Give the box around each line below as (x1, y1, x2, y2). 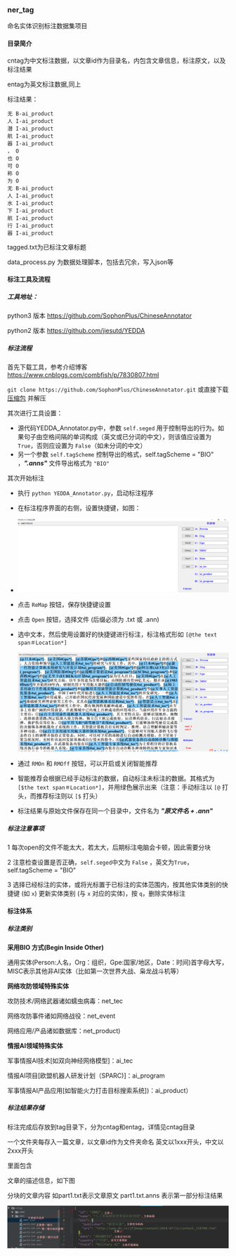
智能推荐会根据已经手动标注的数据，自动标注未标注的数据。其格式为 (17, 774, 215, 783)
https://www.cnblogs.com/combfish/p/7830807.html (7, 371, 159, 379)
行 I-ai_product (7, 222, 54, 229)
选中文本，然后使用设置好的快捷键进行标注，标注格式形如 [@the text (17, 630, 218, 639)
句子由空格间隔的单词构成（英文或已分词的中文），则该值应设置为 (23, 433, 212, 441)
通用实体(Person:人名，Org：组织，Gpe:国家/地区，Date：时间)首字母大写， (7, 957, 228, 967)
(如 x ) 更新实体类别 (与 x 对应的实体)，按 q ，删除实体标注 (20, 889, 186, 898)
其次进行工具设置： (7, 409, 63, 417)
